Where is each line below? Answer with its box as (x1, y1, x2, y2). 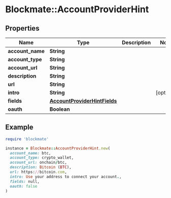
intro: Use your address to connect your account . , (10, 174, 122, 179)
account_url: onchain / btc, (10, 160, 67, 165)
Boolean (49, 106, 70, 113)
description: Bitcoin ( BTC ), (10, 165, 72, 170)
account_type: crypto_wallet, (10, 155, 74, 160)
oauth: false (10, 184, 38, 189)
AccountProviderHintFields (49, 97, 117, 104)
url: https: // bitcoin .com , (10, 169, 67, 175)
